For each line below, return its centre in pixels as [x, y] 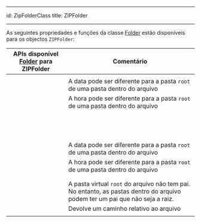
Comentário [130, 61]
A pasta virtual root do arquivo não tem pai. [129, 184]
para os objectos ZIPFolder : [40, 39]
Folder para [36, 61]
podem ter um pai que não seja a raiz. [121, 199]
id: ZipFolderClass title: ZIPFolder [47, 15]
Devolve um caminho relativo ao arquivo [124, 209]
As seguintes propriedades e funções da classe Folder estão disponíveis [96, 33]
